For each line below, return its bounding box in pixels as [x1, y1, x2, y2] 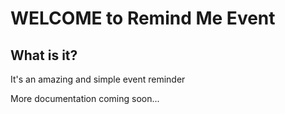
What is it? [10, 47, 78, 64]
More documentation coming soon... [10, 93, 160, 104]
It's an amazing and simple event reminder [10, 73, 186, 85]
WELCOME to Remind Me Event [10, 7, 276, 30]
